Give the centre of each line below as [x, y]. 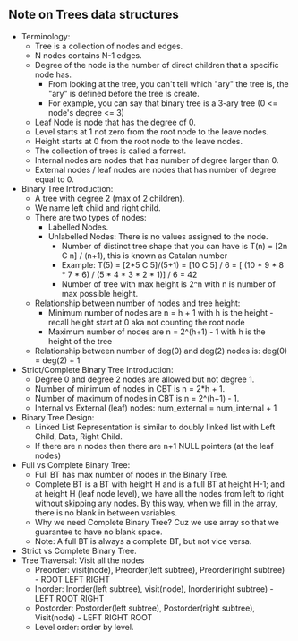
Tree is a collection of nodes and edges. [109, 46]
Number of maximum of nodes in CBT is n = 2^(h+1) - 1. [137, 398]
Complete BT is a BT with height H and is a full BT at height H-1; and [160, 484]
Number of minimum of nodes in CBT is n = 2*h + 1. [130, 388]
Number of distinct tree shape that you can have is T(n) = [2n [175, 246]
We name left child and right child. [98, 208]
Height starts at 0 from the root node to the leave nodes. [139, 141]
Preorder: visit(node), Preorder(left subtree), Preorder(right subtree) [160, 569]
